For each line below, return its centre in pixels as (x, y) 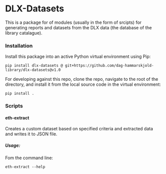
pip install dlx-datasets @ (34, 66)
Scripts (14, 106)
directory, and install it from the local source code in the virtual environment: (83, 84)
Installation (19, 46)
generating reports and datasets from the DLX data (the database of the (79, 27)
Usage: (13, 145)
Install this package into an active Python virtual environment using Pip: (78, 57)
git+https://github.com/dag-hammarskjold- (110, 66)
